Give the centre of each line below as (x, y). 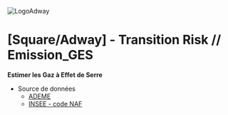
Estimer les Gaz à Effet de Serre (55, 74)
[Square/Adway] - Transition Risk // (114, 40)
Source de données (47, 89)
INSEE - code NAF (55, 104)
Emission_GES (51, 55)
